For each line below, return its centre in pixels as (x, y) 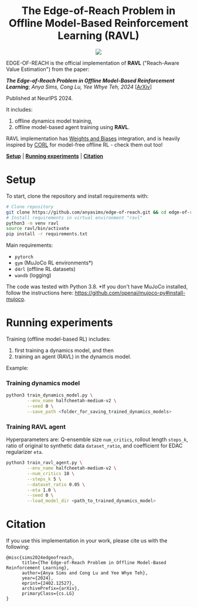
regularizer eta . (25, 452)
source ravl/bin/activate (38, 229)
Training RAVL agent (36, 426)
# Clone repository (30, 206)
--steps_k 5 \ (44, 479)
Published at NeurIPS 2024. (40, 98)
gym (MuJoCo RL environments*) (54, 263)
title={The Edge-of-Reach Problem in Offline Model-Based (94, 563)
